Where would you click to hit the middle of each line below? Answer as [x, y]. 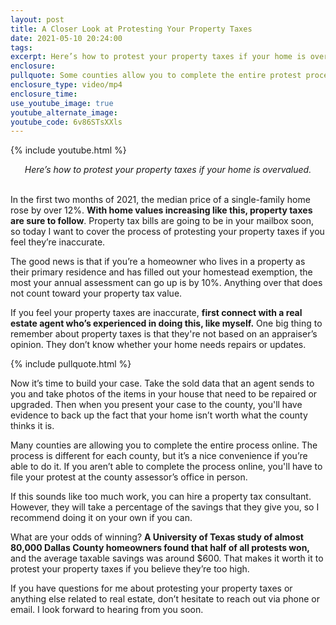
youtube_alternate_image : [64, 112]
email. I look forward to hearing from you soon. [107, 610]
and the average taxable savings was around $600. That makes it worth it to [167, 558]
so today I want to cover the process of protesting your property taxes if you [167, 232]
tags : [21, 47]
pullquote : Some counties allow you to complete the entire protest [156, 76]
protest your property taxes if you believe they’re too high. [130, 569]
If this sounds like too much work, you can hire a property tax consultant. [161, 497]
